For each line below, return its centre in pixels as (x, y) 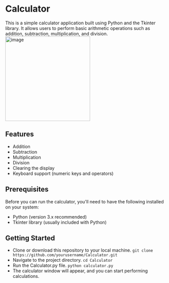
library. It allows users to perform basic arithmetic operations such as (78, 28)
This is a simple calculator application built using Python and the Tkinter (80, 23)
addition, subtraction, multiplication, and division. (57, 33)
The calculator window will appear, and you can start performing (80, 271)
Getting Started (30, 238)
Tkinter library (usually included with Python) (60, 222)
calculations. (26, 276)
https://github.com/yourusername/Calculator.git (65, 255)
